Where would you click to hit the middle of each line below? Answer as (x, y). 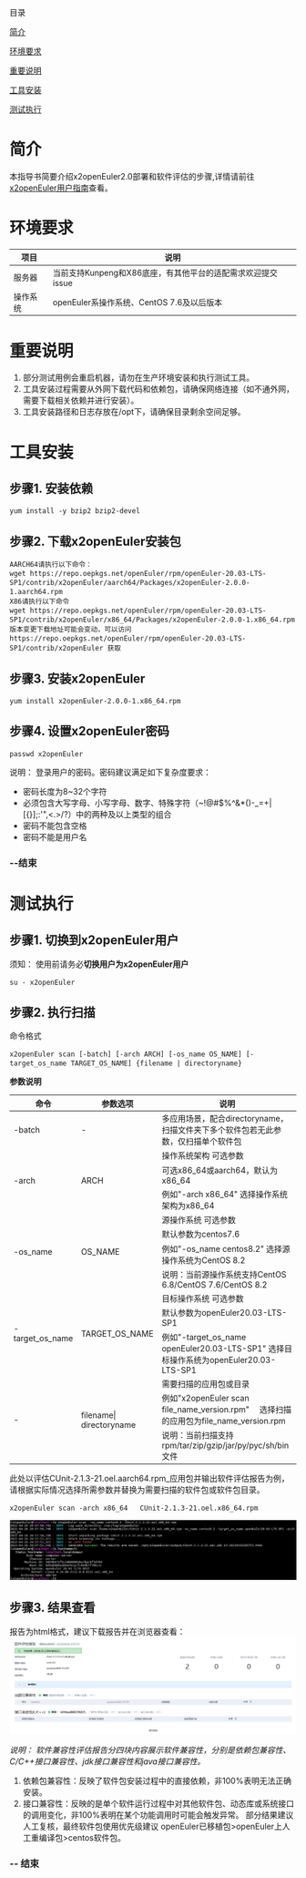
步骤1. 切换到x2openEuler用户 (94, 940)
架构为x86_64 (188, 1206)
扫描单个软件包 (214, 1142)
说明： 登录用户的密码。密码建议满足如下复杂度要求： (110, 772)
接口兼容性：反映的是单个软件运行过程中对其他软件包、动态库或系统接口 (158, 1804)
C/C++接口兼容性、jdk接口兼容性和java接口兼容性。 (107, 1761)
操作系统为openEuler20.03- (223, 1360)
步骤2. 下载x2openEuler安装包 (96, 541)
